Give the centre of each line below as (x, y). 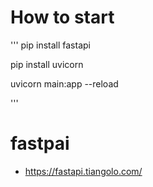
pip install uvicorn (47, 64)
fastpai (40, 143)
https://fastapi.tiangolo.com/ (83, 171)
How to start (62, 17)
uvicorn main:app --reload (64, 83)
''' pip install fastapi (50, 45)
